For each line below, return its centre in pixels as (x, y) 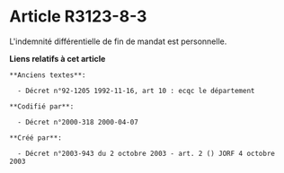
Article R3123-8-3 (78, 17)
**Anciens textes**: (48, 75)
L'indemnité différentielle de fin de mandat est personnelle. (118, 41)
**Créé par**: (36, 138)
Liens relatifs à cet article (58, 58)
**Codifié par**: (42, 106)
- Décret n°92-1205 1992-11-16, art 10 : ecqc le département (136, 91)
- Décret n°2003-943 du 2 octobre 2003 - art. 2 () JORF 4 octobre (146, 153)
